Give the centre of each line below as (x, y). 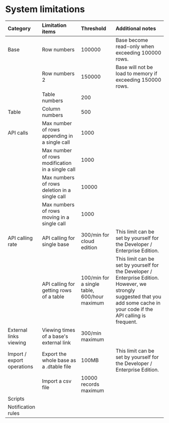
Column (51, 108)
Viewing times (59, 330)
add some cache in (138, 303)
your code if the (134, 309)
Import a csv (57, 381)
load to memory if (136, 73)
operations (21, 367)
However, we (131, 284)
